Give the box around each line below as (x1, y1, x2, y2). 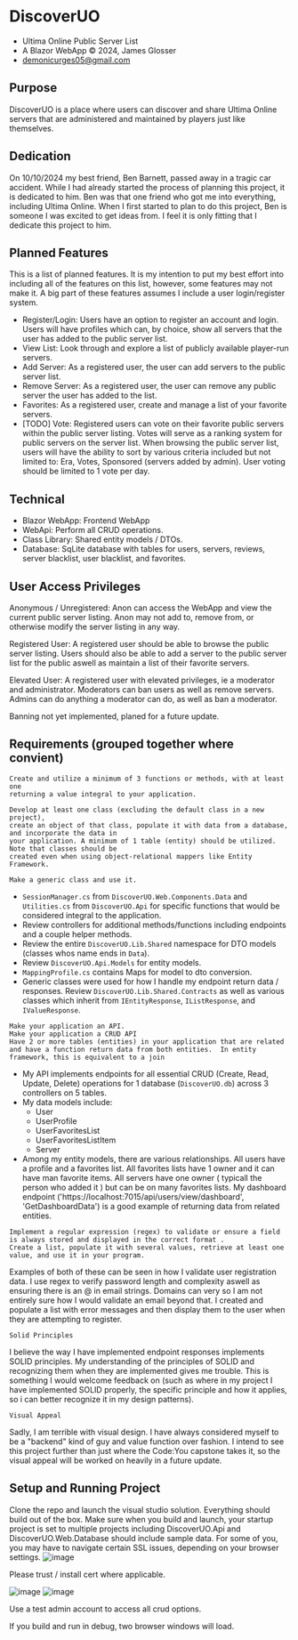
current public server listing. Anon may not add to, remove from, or (9, 612, 254, 622)
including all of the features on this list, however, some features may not (9, 279, 273, 289)
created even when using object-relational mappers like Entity (9, 852, 253, 860)
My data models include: (21, 1096, 113, 1107)
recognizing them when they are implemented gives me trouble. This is (9, 1365, 270, 1376)
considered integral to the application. (21, 909, 162, 920)
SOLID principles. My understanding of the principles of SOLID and (9, 1355, 255, 1367)
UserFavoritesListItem (35, 1135, 117, 1145)
